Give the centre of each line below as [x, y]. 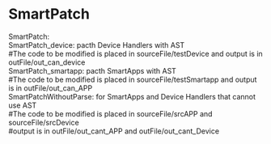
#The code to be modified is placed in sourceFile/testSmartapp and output [133, 79]
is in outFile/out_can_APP [51, 88]
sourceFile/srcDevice [44, 122]
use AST [23, 105]
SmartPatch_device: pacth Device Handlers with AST [97, 44]
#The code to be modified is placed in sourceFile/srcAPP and [110, 113]
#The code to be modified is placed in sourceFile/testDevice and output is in [135, 53]
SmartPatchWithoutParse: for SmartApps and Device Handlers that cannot [132, 96]
